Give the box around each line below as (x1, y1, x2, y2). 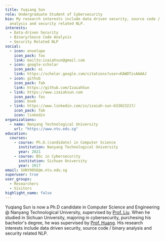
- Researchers (9, 181, 39, 186)
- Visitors (9, 186, 32, 191)
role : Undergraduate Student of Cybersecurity (5, 12, 103, 17)
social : (5, 44, 21, 49)
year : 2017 (18, 163, 41, 168)
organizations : (5, 117, 37, 122)
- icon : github (9, 76, 41, 81)
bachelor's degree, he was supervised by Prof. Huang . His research (5, 220, 143, 226)
